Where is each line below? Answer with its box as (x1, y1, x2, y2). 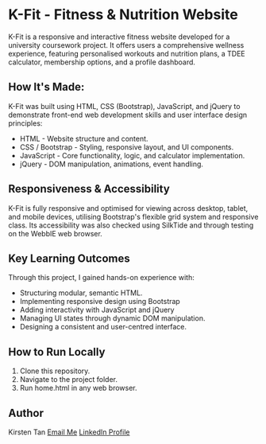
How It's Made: (8, 80, 85, 94)
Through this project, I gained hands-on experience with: (8, 273, 195, 282)
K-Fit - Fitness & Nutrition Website (8, 6, 238, 24)
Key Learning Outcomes (8, 251, 130, 265)
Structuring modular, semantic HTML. (19, 288, 143, 298)
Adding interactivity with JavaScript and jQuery (19, 305, 175, 315)
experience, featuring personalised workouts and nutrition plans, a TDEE (8, 49, 246, 58)
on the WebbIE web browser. (8, 228, 103, 238)
